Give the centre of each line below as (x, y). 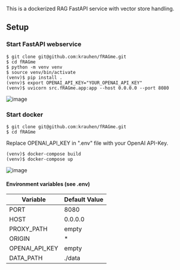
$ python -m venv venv (34, 67)
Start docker (25, 114)
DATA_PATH (26, 258)
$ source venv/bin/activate (41, 72)
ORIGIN (20, 239)
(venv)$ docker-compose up (40, 159)
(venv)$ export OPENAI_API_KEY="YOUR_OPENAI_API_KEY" (75, 83)
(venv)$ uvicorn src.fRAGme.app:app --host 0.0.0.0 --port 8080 (88, 88)
